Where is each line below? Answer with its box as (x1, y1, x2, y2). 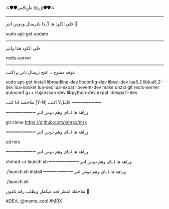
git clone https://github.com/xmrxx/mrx (6, 119, 87, 125)
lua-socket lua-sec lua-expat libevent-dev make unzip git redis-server (15, 84, 159, 90)
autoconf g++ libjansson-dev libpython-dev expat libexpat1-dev (6, 89, 137, 95)
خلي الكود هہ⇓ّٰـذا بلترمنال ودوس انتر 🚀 (6, 21, 78, 26)
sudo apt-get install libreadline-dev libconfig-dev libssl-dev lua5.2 (6, 79, 142, 84)
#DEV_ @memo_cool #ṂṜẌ (6, 198, 62, 204)
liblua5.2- (143, 79, 163, 84)
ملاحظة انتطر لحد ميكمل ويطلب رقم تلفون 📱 (6, 188, 90, 194)
